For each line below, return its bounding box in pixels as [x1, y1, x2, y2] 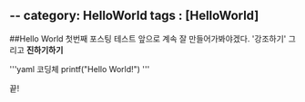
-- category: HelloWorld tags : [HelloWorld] [9, 8, 259, 23]
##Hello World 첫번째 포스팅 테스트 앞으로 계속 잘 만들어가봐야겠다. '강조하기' [9, 32, 287, 44]
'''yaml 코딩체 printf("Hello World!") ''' [9, 63, 150, 74]
